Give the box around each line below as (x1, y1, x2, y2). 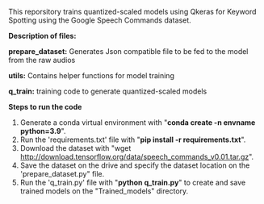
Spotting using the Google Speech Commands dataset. (8, 15, 191, 25)
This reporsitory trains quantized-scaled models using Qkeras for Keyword (8, 7, 257, 16)
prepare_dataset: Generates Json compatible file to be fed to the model (8, 47, 249, 56)
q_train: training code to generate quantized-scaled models (8, 86, 207, 96)
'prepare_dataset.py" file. (19, 169, 105, 178)
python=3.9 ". (19, 127, 66, 135)
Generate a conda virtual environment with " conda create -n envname (19, 118, 256, 127)
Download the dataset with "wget (19, 144, 132, 152)
